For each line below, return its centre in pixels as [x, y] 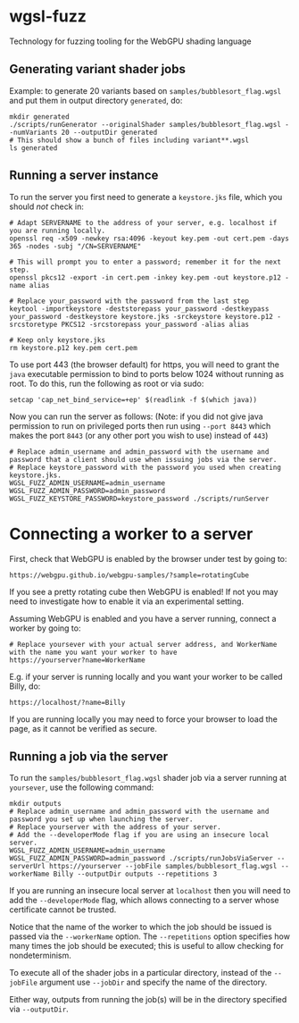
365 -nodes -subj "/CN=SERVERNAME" [75, 246]
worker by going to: [45, 628]
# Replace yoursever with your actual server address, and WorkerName [143, 644]
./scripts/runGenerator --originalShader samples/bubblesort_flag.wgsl [145, 124]
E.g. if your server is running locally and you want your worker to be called [146, 676]
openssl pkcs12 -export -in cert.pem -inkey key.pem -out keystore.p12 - [149, 277]
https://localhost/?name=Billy [67, 702]
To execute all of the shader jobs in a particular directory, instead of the [141, 973]
